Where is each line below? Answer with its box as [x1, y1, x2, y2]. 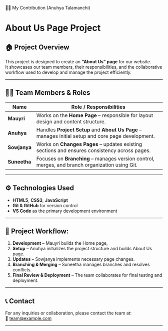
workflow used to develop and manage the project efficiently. [5, 69, 131, 75]
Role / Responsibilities [71, 103, 126, 110]
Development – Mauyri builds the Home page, [12, 240, 108, 246]
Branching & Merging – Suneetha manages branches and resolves [12, 261, 150, 268]
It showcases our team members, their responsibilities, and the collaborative [5, 64, 162, 70]
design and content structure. [36, 118, 106, 125]
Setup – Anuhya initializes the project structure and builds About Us [12, 246, 152, 252]
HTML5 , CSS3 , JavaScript [12, 197, 68, 203]
